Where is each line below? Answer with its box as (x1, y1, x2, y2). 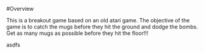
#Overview (6, 5, 34, 12)
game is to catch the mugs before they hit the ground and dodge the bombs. (6, 23, 199, 30)
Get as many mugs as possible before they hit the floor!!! (6, 30, 149, 37)
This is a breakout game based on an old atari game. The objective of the (6, 17, 190, 23)
